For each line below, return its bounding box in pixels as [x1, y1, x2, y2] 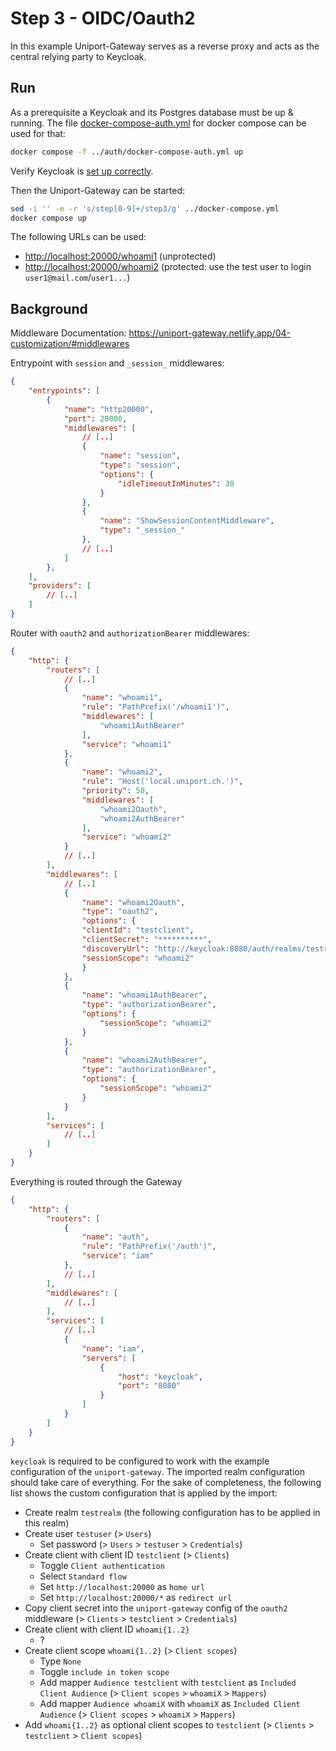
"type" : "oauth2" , [81, 907, 159, 917]
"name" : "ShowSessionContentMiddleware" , [99, 516, 275, 526]
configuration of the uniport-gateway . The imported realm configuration [10, 1465, 305, 1477]
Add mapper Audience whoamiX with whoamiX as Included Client [39, 1697, 301, 1709]
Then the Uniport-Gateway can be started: [10, 184, 185, 196]
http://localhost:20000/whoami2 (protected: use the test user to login [24, 261, 312, 273]
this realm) [24, 1517, 70, 1529]
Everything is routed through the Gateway [10, 1175, 183, 1187]
